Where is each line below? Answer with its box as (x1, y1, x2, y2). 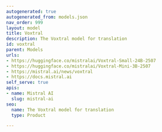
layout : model (6, 25, 41, 31)
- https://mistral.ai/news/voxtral (6, 69, 93, 75)
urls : (6, 52, 19, 58)
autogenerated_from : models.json (6, 14, 88, 20)
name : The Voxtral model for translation (11, 107, 114, 113)
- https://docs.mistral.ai (6, 74, 72, 80)
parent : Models (6, 47, 43, 53)
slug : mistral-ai (11, 96, 54, 101)
